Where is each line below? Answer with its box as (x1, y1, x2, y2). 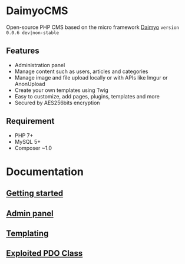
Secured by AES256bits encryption (14, 99, 100, 106)
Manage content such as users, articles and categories (14, 68, 148, 75)
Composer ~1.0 (14, 144, 52, 151)
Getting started (6, 189, 64, 199)
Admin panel (6, 208, 54, 219)
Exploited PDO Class (6, 249, 83, 259)
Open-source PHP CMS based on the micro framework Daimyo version (6, 24, 180, 31)
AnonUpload (14, 80, 45, 87)
